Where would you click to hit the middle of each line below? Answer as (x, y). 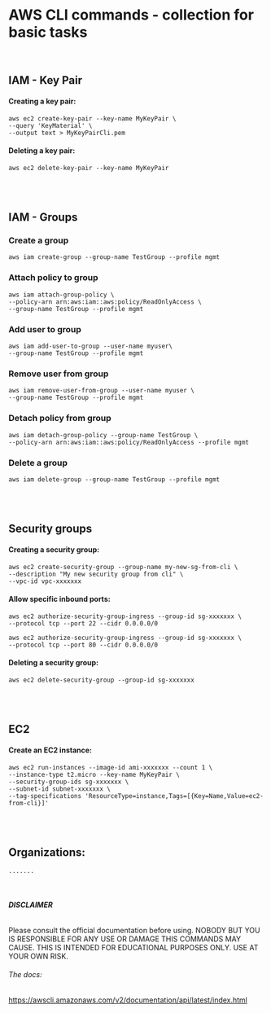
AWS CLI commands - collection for (131, 15)
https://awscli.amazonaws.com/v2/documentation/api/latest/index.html (128, 1000)
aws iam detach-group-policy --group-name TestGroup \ (103, 435)
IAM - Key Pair (46, 80)
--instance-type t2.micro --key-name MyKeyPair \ (94, 774)
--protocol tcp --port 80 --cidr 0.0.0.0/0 (83, 645)
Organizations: (47, 852)
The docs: (25, 975)
